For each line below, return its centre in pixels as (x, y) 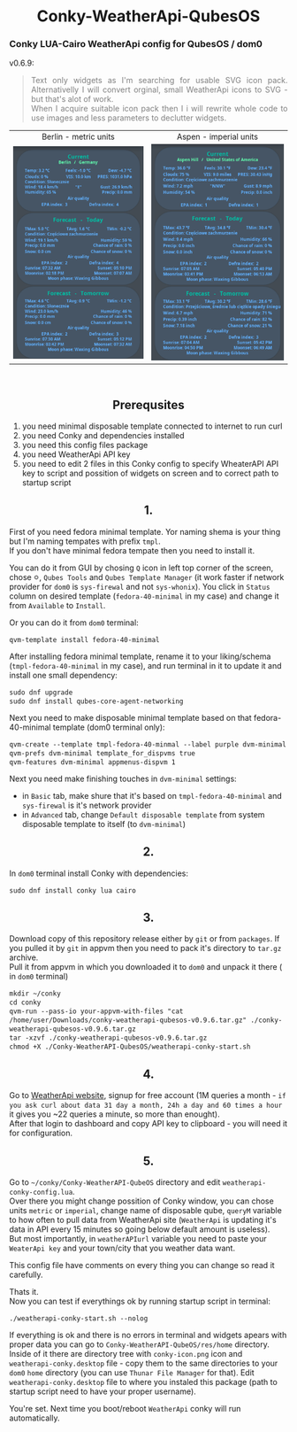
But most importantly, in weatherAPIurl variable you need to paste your (138, 1238)
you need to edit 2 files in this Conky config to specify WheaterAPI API (150, 463)
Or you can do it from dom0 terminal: (74, 623)
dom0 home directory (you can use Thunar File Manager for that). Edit (132, 1373)
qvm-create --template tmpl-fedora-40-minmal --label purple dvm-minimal (148, 744)
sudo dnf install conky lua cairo (73, 890)
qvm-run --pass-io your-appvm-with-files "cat (96, 1011)
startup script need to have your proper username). (103, 1391)
